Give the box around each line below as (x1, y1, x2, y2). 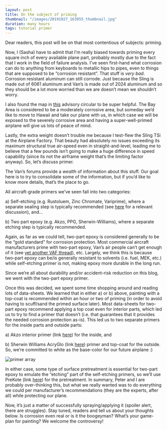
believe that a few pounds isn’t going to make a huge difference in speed (5, 148, 155, 154)
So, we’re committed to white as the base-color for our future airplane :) (5, 347, 153, 353)
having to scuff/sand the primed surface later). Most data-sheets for (5, 301, 146, 307)
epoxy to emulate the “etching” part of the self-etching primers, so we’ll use (5, 372, 161, 378)
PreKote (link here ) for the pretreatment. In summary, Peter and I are (5, 377, 145, 383)
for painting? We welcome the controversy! (15, 418, 104, 425)
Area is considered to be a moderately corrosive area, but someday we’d (5, 107, 155, 113)
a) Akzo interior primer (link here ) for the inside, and (5, 332, 112, 338)
